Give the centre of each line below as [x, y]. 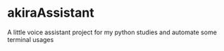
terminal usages [31, 39]
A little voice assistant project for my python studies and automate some [112, 32]
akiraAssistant [51, 13]
